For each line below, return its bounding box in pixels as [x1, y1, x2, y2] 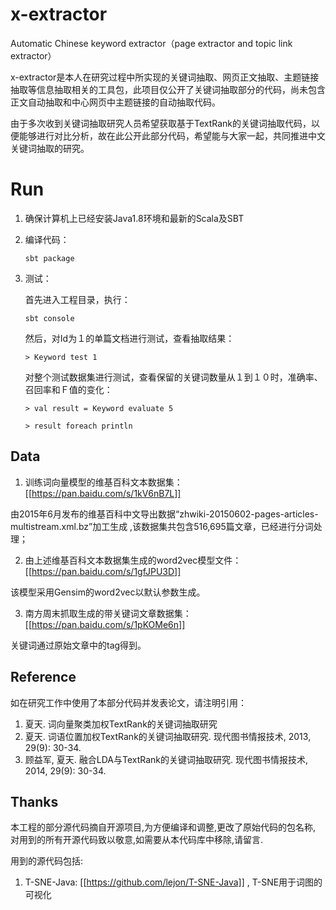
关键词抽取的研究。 [10, 142, 90, 154]
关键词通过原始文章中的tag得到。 [10, 639, 147, 651]
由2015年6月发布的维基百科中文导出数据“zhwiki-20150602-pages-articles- [10, 508, 319, 520]
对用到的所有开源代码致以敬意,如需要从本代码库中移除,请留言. [10, 834, 264, 846]
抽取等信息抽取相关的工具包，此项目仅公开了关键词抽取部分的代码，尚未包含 [10, 83, 326, 95]
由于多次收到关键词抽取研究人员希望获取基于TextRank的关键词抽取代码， [10, 117, 312, 129]
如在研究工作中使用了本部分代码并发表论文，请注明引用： [10, 696, 247, 708]
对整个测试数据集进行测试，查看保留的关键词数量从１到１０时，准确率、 [24, 371, 323, 383]
